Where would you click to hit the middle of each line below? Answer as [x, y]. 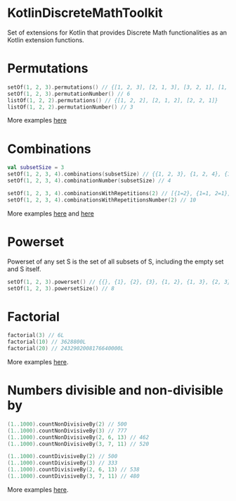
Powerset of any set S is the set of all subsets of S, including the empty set [116, 261]
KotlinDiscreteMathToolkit [85, 13]
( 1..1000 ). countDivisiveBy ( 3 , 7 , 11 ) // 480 [73, 476]
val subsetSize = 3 [36, 168]
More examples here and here [51, 214]
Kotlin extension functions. [46, 39]
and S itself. [24, 268]
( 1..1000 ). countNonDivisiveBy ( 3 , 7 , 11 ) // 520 [78, 444]
